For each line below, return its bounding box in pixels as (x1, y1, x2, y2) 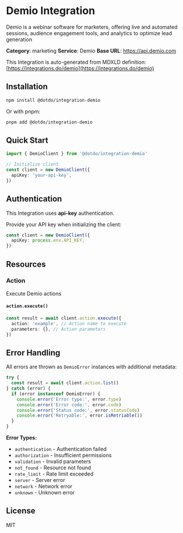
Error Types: (6, 434, 37, 441)
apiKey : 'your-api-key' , (11, 172, 72, 178)
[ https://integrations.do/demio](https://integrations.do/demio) (6, 64, 154, 71)
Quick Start (6, 135, 49, 145)
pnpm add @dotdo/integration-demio (6, 119, 93, 125)
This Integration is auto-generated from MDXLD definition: (6, 59, 146, 66)
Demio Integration (6, 4, 95, 18)
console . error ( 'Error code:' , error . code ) (16, 402, 122, 408)
